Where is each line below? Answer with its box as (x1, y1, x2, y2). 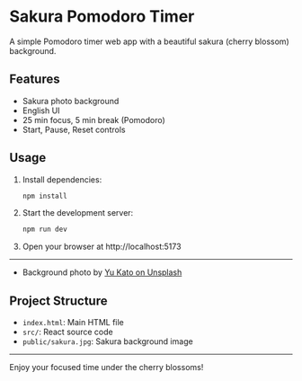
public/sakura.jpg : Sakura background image (22, 336, 193, 347)
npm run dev (22, 225, 67, 235)
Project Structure (9, 293, 108, 308)
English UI (22, 105, 60, 116)
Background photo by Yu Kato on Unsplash (22, 267, 182, 278)
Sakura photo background (22, 95, 120, 106)
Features (9, 72, 60, 87)
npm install (22, 191, 67, 200)
